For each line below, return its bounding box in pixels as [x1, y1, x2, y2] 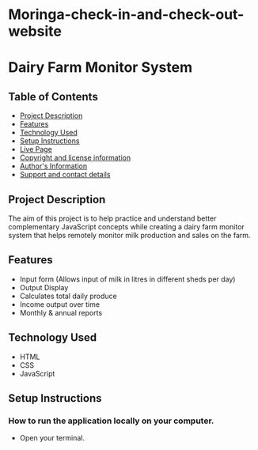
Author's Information [19, 161, 88, 171]
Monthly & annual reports [19, 308, 103, 317]
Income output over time [19, 299, 101, 309]
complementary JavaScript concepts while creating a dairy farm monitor [8, 222, 245, 231]
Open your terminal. [19, 433, 85, 443]
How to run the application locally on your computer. [8, 415, 214, 426]
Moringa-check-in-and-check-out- [8, 6, 245, 24]
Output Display [19, 282, 69, 292]
